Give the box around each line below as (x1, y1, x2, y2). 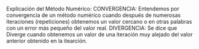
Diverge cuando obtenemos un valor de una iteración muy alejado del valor (6, 31, 193, 38)
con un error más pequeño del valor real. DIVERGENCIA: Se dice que (6, 24, 177, 31)
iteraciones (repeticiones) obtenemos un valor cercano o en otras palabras (6, 18, 192, 25)
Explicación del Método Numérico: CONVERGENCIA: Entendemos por (6, 5, 180, 12)
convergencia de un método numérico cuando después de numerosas (6, 11, 181, 19)
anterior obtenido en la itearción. (6, 38, 87, 44)
